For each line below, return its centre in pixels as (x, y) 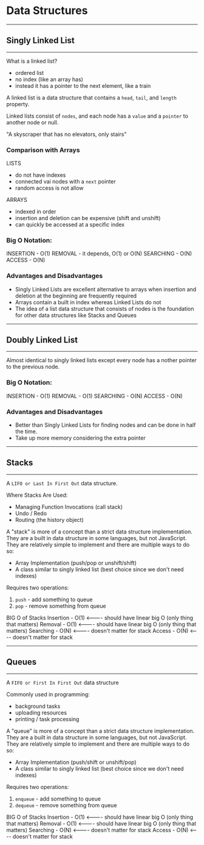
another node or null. (32, 122)
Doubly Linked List (42, 340)
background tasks (38, 706)
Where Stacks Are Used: (37, 495)
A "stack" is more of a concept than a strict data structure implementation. (99, 532)
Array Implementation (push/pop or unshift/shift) (76, 563)
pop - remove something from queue (60, 606)
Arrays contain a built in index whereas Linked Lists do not (88, 302)
